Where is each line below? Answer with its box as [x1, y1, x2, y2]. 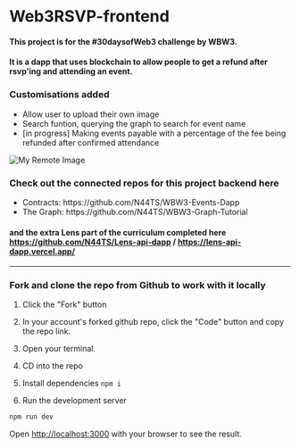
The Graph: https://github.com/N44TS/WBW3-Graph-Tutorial [21, 206, 248, 217]
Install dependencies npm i [21, 377, 121, 389]
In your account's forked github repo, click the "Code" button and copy [21, 317, 284, 328]
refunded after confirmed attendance [21, 137, 160, 148]
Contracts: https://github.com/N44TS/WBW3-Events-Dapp [21, 196, 240, 207]
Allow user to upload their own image [21, 109, 160, 120]
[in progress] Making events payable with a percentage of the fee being [21, 128, 287, 138]
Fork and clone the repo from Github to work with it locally [9, 279, 266, 292]
